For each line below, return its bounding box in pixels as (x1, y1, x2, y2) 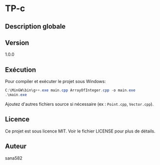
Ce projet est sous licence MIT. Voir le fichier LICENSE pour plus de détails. (5, 128, 156, 134)
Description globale (5, 22, 66, 31)
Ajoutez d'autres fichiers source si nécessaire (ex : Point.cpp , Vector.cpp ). (5, 101, 154, 107)
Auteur (5, 142, 27, 150)
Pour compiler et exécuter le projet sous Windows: (5, 79, 106, 84)
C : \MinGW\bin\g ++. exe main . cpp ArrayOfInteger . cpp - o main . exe (5, 88, 136, 93)
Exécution (5, 66, 36, 74)
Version (5, 38, 29, 47)
